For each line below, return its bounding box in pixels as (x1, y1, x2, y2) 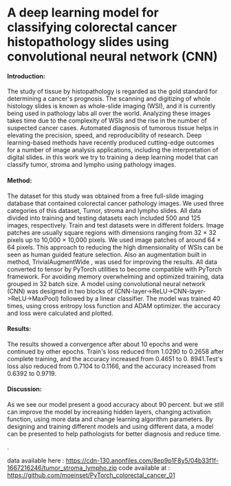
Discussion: (7, 385, 43, 394)
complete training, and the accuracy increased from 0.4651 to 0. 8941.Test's (7, 354, 223, 363)
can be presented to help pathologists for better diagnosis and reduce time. (7, 429, 221, 438)
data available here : (7, 456, 65, 465)
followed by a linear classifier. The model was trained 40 (60, 294, 221, 303)
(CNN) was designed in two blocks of (7, 287, 113, 295)
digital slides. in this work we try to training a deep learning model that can (7, 153, 219, 161)
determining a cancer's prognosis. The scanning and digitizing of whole (7, 94, 211, 103)
